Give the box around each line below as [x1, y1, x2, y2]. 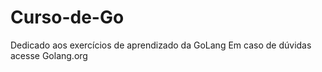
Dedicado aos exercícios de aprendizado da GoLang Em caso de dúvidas [10, 39, 312, 51]
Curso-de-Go [10, 6, 125, 29]
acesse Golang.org [10, 49, 88, 61]
